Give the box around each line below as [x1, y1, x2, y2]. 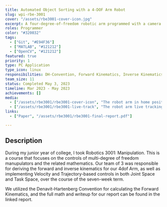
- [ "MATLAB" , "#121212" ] [9, 44, 61, 49]
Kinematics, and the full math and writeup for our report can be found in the [5, 191, 161, 197]
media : [5, 95, 19, 100]
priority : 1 [5, 58, 30, 63]
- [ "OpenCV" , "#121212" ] [9, 49, 61, 54]
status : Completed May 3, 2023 [5, 81, 70, 86]
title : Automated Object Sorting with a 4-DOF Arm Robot [5, 7, 126, 12]
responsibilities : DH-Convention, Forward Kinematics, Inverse [5, 72, 139, 77]
